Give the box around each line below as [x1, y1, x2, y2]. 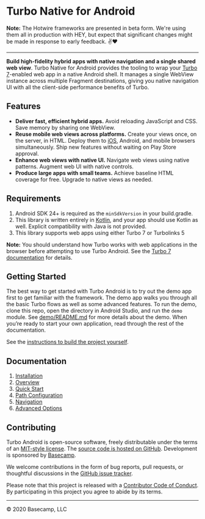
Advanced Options [15, 404, 63, 412]
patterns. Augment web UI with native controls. [15, 163, 134, 170]
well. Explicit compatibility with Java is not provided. [15, 223, 146, 230]
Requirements [6, 193, 61, 204]
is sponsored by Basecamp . [6, 451, 76, 459]
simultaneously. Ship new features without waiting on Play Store [15, 143, 177, 151]
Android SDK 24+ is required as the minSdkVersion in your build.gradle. [15, 209, 193, 217]
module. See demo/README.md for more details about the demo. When [6, 313, 187, 321]
